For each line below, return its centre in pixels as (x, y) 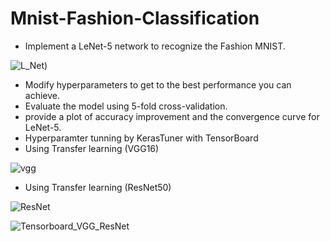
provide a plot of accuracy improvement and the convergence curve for (172, 116)
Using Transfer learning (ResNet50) (98, 187)
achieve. (42, 95)
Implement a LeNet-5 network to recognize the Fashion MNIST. (155, 46)
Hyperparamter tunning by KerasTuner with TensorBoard (141, 138)
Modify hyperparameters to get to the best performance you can (158, 84)
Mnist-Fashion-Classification (135, 18)
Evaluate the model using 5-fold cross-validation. (126, 106)
